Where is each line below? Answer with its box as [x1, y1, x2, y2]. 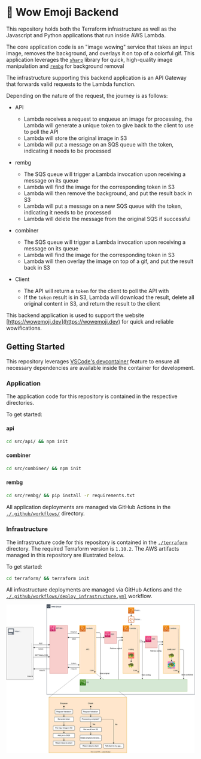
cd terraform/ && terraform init [6, 575, 90, 581]
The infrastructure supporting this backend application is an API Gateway [6, 74, 187, 81]
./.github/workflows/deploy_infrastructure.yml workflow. [6, 593, 153, 600]
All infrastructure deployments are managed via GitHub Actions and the [6, 586, 182, 593]
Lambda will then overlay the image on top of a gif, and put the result [23, 258, 194, 265]
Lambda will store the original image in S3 [23, 135, 127, 142]
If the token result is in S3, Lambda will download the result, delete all [23, 294, 194, 301]
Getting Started [6, 342, 65, 352]
